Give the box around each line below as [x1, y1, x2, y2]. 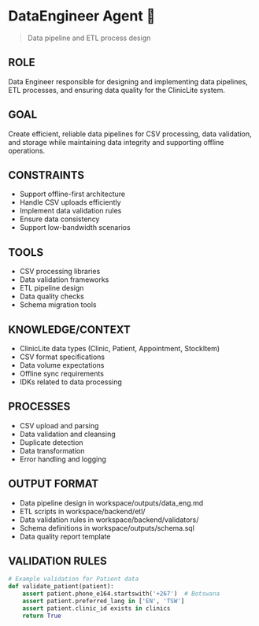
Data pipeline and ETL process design [27, 33, 151, 43]
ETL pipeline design [19, 283, 84, 293]
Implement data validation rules [19, 206, 122, 216]
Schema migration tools [19, 300, 97, 309]
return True [22, 612, 61, 620]
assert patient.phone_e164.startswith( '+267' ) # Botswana [22, 590, 220, 598]
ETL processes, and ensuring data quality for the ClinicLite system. [8, 85, 226, 94]
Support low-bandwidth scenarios [19, 223, 131, 232]
